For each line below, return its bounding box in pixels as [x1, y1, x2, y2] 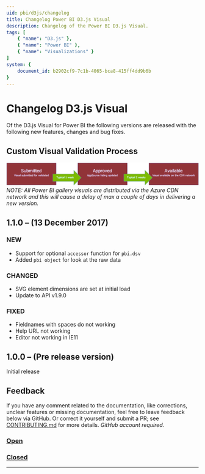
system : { [6, 61, 32, 67]
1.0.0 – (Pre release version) [6, 352, 115, 362]
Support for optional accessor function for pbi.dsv [15, 250, 141, 257]
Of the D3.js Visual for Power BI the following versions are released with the [6, 122, 196, 129]
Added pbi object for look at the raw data [15, 256, 121, 263]
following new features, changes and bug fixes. [6, 128, 126, 136]
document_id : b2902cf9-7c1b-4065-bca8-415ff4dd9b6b [17, 68, 151, 74]
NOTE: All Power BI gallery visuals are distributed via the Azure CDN [6, 187, 179, 194]
